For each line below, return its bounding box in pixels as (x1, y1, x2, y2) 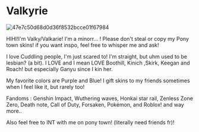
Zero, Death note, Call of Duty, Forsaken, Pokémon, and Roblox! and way (6, 101, 184, 108)
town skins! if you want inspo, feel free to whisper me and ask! (6, 41, 159, 49)
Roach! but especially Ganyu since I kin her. (6, 65, 113, 72)
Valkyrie (6, 4, 49, 18)
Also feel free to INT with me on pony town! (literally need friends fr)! (6, 118, 175, 125)
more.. (6, 107, 22, 114)
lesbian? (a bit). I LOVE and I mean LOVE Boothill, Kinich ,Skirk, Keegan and (6, 59, 190, 66)
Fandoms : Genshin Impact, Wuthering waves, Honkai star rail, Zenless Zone (6, 95, 193, 102)
